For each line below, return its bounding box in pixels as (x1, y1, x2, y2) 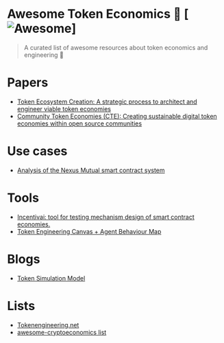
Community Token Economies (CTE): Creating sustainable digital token (16, 112, 217, 120)
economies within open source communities (16, 119, 142, 128)
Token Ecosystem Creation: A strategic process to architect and (16, 97, 197, 106)
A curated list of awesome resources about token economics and (23, 43, 208, 51)
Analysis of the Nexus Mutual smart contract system (16, 166, 166, 174)
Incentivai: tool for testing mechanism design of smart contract (16, 213, 195, 221)
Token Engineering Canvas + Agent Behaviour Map (16, 227, 162, 235)
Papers (7, 75, 49, 91)
